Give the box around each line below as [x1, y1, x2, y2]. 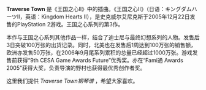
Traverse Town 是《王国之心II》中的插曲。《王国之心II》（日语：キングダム [6, 6, 192, 12]
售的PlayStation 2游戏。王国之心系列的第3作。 [6, 21, 124, 28]
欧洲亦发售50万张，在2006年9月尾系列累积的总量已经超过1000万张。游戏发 [6, 49, 198, 56]
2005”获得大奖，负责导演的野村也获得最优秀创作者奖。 [6, 64, 146, 72]
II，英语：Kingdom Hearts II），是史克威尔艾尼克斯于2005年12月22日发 [17, 13, 196, 20]
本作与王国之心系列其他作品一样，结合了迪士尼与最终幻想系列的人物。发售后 [6, 34, 200, 41]
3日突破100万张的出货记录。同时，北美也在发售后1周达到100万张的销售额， [6, 42, 197, 48]
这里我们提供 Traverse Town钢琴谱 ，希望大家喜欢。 [6, 77, 139, 84]
